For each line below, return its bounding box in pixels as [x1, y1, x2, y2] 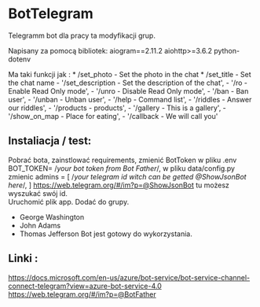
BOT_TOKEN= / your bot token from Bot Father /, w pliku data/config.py [8, 163, 236, 173]
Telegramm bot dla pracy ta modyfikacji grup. [8, 31, 156, 40]
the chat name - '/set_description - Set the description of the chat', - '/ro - [8, 78, 248, 87]
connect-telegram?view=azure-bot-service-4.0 [8, 281, 163, 290]
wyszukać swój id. [8, 188, 68, 198]
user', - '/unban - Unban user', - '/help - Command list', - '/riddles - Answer [8, 94, 252, 104]
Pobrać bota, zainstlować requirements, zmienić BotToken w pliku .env [8, 155, 237, 165]
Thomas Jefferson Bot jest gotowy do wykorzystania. [19, 229, 192, 239]
